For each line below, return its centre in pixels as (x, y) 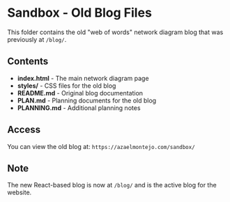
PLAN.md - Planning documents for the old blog (87, 100)
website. (20, 192)
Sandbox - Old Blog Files (79, 13)
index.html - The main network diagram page (83, 78)
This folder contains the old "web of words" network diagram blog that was (115, 32)
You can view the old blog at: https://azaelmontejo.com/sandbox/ (101, 146)
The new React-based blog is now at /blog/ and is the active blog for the (112, 185)
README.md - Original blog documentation (80, 93)
